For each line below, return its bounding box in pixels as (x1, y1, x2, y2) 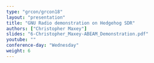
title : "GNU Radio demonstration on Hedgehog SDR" (6, 20, 135, 26)
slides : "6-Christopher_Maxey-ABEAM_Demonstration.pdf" (6, 31, 149, 37)
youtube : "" (6, 37, 36, 43)
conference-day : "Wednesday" (6, 43, 79, 49)
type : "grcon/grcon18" (6, 8, 63, 15)
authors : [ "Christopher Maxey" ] (6, 25, 87, 32)
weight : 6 (6, 48, 31, 54)
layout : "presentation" (6, 14, 66, 20)
